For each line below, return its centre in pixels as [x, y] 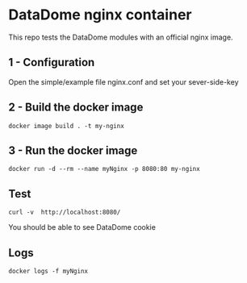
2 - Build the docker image [76, 108]
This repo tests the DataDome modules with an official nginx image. [121, 37]
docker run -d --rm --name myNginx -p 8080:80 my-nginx [104, 169]
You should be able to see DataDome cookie [82, 227]
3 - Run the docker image [73, 150]
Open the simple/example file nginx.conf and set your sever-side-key [123, 81]
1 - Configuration [52, 62]
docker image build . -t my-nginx [67, 126]
